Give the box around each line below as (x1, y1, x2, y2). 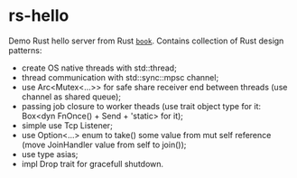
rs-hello (8, 5, 70, 26)
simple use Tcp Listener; (21, 119, 114, 131)
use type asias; (21, 148, 79, 159)
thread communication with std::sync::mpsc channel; (21, 71, 219, 82)
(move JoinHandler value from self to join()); (21, 139, 187, 150)
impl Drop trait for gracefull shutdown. (21, 158, 164, 169)
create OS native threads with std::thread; (21, 62, 177, 73)
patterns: (8, 44, 42, 55)
